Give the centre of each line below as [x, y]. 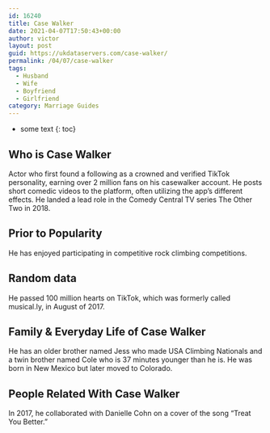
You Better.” [28, 422]
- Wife [27, 83]
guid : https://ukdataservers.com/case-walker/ [88, 53]
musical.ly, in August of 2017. [57, 306]
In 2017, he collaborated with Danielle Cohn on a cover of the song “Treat [130, 414]
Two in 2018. [30, 208]
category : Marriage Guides [54, 106]
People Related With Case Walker [94, 394]
